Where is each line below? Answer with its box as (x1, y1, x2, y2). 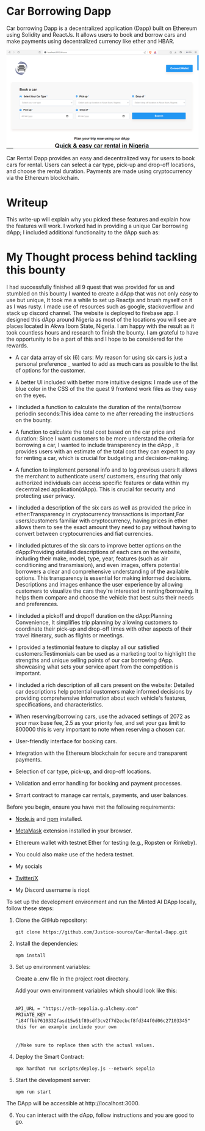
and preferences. (15, 601, 59, 608)
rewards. (6, 342, 29, 349)
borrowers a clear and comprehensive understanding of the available (15, 568, 189, 576)
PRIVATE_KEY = (15, 1012, 51, 1018)
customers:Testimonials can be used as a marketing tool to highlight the (15, 650, 196, 658)
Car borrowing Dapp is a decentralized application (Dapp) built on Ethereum (6, 24, 197, 32)
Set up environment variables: (15, 963, 91, 971)
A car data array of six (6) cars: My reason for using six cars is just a (15, 354, 187, 362)
